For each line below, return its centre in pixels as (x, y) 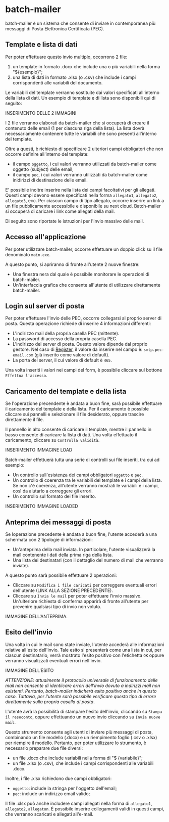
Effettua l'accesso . (26, 376)
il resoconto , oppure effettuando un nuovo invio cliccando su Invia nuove (83, 717)
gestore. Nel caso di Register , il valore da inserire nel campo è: (77, 349)
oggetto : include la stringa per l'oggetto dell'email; (65, 788)
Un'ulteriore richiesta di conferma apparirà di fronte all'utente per (80, 601)
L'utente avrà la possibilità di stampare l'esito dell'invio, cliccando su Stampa (84, 711)
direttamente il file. (25, 420)
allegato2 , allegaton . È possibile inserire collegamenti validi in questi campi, (85, 809)
